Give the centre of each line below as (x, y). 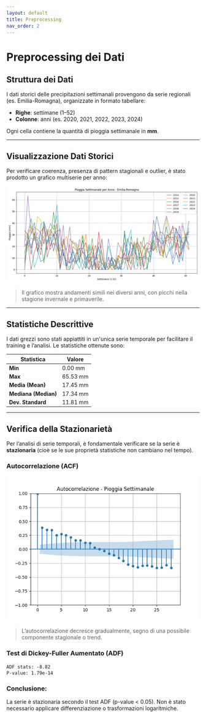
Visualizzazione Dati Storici (60, 156)
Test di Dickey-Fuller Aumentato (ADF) (65, 654)
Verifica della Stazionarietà (59, 429)
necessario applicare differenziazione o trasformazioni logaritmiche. (93, 708)
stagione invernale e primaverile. (63, 299)
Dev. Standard (28, 402)
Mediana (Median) (33, 393)
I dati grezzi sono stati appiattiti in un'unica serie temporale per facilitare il (100, 339)
